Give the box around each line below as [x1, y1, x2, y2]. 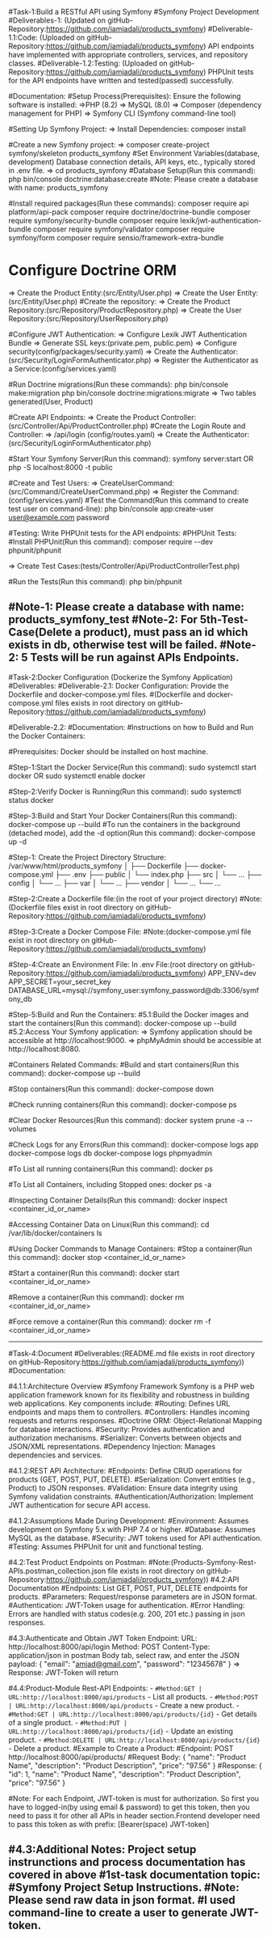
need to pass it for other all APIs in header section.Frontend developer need [8, 1810, 261, 1820]
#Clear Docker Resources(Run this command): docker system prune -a [8, 1115, 244, 1125]
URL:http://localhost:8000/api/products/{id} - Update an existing [8, 1726, 234, 1736]
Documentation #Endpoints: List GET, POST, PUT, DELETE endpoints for [8, 1583, 248, 1592]
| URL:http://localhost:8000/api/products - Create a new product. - [8, 1700, 240, 1710]
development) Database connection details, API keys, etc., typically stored [8, 157, 256, 167]
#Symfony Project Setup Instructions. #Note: [8, 1881, 240, 1894]
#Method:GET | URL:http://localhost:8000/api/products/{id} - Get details [8, 1709, 257, 1719]
